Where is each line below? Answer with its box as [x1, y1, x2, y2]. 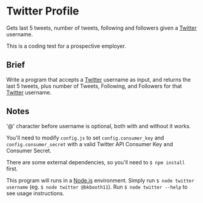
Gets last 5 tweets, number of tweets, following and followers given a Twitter [6, 24, 197, 31]
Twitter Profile [6, 4, 80, 18]
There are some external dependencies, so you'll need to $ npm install [6, 158, 185, 166]
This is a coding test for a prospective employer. [6, 42, 126, 50]
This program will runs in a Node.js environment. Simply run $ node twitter [6, 176, 195, 184]
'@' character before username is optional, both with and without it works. [6, 122, 192, 129]
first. [6, 165, 18, 172]
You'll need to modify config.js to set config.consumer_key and [6, 134, 164, 141]
